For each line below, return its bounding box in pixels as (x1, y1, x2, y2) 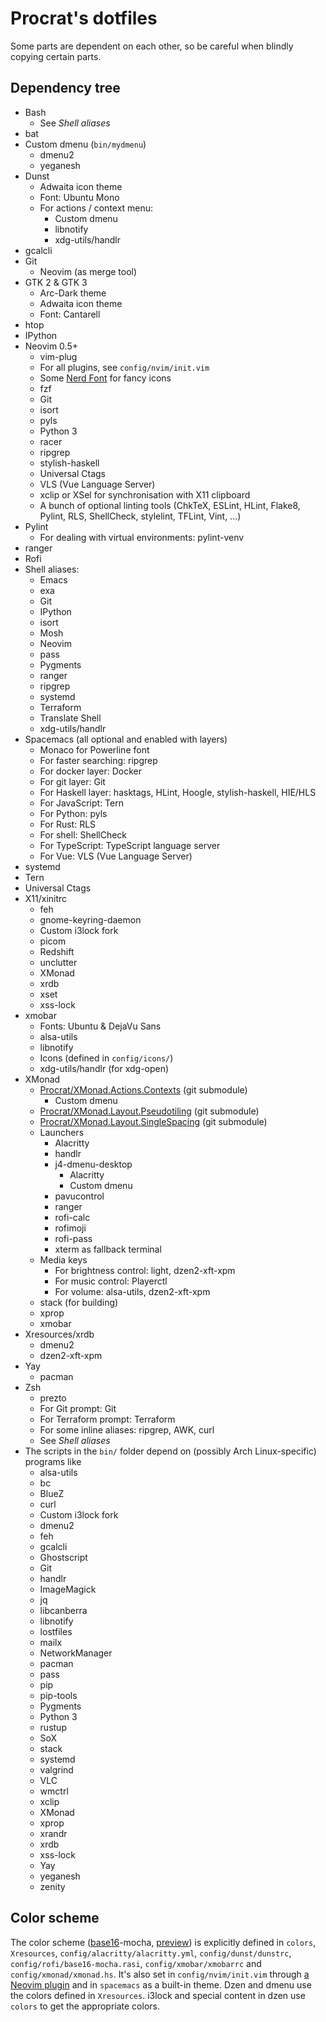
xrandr (39, 1827, 68, 1839)
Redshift (39, 945, 75, 957)
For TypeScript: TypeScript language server (39, 839, 221, 851)
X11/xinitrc (24, 892, 68, 904)
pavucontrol (54, 1190, 105, 1202)
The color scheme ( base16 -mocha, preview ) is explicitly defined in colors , (10, 1936, 317, 1948)
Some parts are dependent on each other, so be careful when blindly (10, 40, 294, 52)
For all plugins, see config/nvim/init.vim (39, 361, 210, 373)
